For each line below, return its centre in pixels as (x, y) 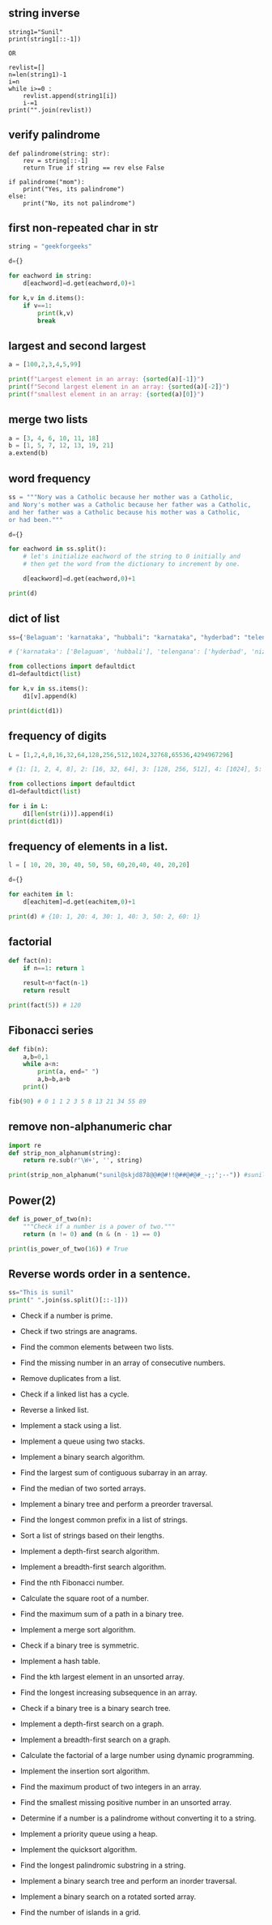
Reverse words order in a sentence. (100, 1274)
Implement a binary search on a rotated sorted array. (108, 1897)
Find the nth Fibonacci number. (72, 1583)
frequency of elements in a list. (88, 847)
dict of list (34, 619)
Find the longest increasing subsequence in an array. (108, 1692)
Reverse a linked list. (54, 1410)
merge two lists (48, 419)
